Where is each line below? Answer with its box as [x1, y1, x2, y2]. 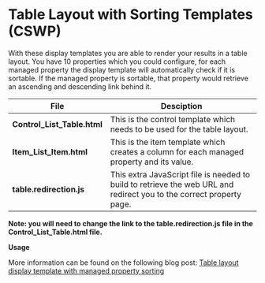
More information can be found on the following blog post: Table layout [8, 258, 239, 267]
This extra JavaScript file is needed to [110, 169, 251, 180]
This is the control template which [110, 114, 236, 125]
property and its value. [110, 156, 194, 167]
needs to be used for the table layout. [110, 124, 248, 135]
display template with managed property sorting [8, 266, 165, 275]
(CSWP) [8, 22, 62, 40]
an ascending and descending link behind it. [8, 81, 152, 91]
